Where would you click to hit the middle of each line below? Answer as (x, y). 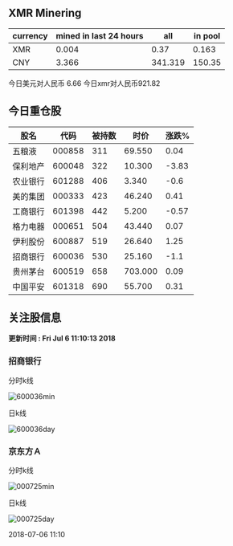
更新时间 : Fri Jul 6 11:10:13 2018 (62, 338)
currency (30, 35)
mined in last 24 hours (100, 35)
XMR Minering (45, 13)
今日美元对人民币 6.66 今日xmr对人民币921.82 (84, 83)
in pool (207, 35)
